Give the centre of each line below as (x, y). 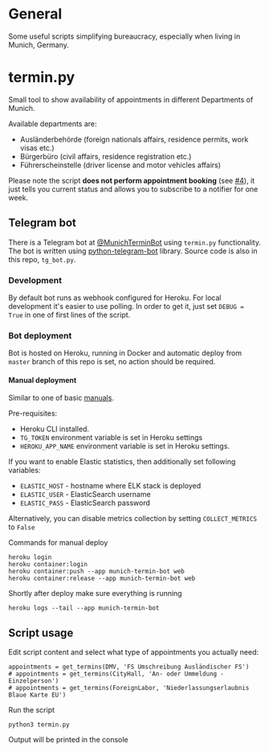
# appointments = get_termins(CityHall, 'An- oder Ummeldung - (116, 674)
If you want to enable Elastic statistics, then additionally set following (122, 462)
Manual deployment (43, 380)
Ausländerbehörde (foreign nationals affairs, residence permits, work (134, 139)
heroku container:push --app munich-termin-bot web (96, 572)
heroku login (30, 557)
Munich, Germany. (39, 44)
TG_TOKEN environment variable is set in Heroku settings (111, 438)
